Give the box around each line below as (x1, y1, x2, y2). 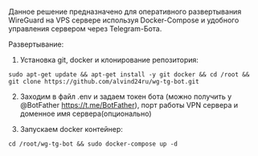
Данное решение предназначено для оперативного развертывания (8, 7, 242, 16)
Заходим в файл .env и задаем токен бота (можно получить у (19, 92, 232, 101)
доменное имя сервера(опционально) (19, 109, 152, 118)
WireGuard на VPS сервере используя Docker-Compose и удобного (8, 15, 240, 25)
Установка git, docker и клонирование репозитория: (19, 55, 199, 64)
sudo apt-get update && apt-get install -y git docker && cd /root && (8, 71, 250, 79)
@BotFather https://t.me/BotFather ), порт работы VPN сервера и (19, 101, 239, 109)
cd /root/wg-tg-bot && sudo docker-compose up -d (8, 140, 178, 148)
